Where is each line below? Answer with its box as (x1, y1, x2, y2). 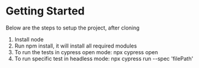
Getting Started (5, 4, 85, 18)
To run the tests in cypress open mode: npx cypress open (14, 48, 158, 55)
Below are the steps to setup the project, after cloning (5, 24, 140, 31)
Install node (14, 36, 44, 43)
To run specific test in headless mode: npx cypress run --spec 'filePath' (14, 55, 194, 62)
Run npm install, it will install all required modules (14, 42, 137, 49)
